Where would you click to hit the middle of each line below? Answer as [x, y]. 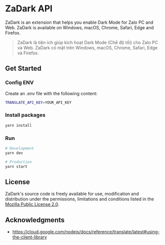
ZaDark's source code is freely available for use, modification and [72, 194]
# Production [19, 162]
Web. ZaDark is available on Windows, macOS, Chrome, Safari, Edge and [80, 27]
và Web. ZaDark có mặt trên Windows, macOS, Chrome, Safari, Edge [87, 48]
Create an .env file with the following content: [51, 93]
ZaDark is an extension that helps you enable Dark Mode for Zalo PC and [79, 22]
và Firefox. [28, 53]
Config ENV [20, 83]
